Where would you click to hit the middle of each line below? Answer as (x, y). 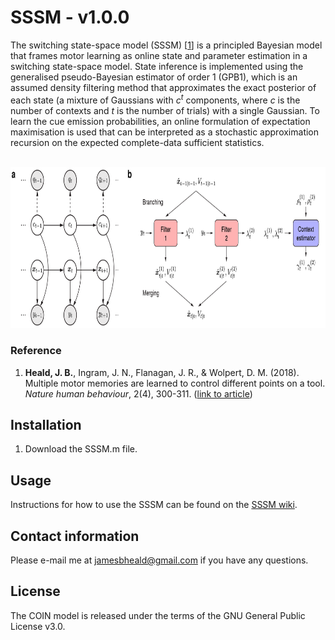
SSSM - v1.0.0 (70, 17)
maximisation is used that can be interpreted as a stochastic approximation (165, 132)
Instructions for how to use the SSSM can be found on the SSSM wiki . (154, 505)
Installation (46, 424)
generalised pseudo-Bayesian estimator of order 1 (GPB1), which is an (154, 77)
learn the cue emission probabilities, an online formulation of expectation (160, 121)
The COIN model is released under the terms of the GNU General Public (158, 615)
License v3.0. (38, 626)
